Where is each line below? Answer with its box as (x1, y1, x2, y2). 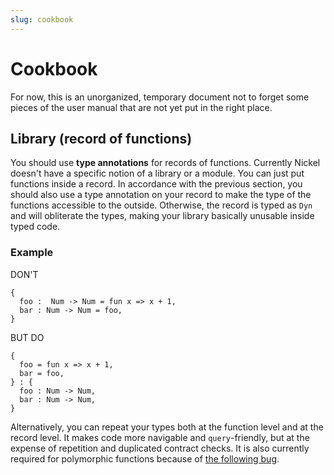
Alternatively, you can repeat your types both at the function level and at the (10, 421, 324, 433)
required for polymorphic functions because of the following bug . (10, 452, 280, 465)
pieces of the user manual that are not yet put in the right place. (10, 101, 273, 113)
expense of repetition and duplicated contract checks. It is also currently (10, 442, 310, 454)
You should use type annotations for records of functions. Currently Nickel (10, 157, 321, 169)
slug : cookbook (10, 14, 74, 25)
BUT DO (10, 331, 45, 343)
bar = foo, (19, 368, 65, 378)
